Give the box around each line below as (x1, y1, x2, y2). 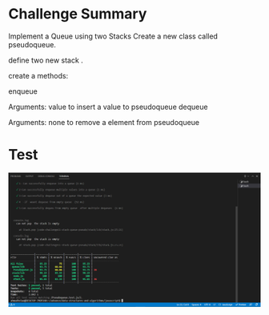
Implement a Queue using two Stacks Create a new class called (8, 31, 219, 41)
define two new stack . (8, 55, 84, 65)
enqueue (8, 86, 38, 96)
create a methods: (8, 71, 69, 80)
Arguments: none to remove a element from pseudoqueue (8, 117, 200, 127)
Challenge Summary (8, 5, 147, 23)
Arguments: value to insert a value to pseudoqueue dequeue (8, 102, 208, 111)
